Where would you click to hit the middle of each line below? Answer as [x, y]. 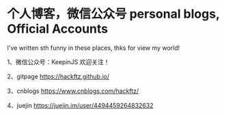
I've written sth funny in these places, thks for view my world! [94, 48]
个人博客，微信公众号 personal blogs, [113, 14]
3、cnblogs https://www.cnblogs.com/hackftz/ [73, 91]
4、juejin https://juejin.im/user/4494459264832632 [80, 105]
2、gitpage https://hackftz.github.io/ [58, 76]
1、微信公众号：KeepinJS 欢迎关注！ [59, 61]
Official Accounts [58, 29]
